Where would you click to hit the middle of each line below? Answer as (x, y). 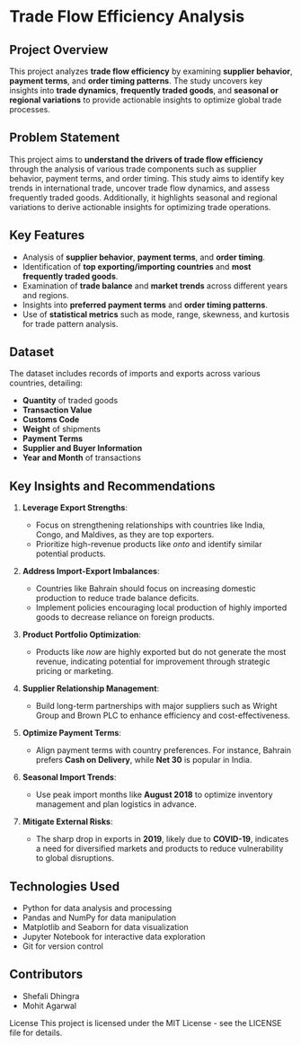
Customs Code (51, 420)
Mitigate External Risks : (67, 822)
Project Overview (59, 50)
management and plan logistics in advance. (116, 804)
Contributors (46, 974)
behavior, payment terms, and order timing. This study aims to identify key (147, 178)
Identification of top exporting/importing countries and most (137, 266)
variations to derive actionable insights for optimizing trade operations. (140, 207)
